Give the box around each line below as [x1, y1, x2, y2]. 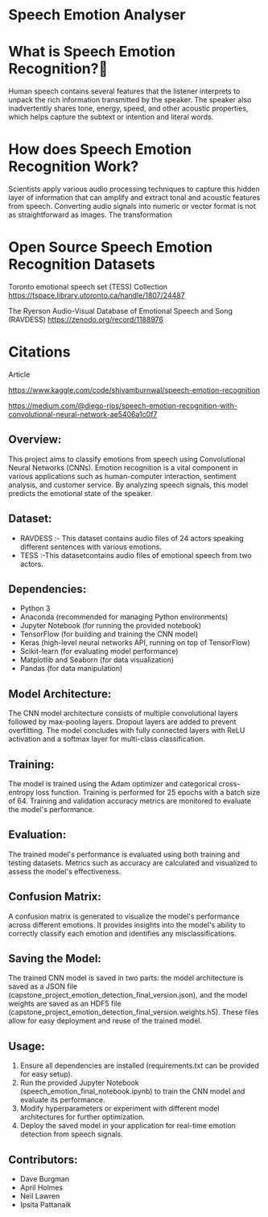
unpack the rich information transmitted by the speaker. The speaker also [8, 95, 252, 105]
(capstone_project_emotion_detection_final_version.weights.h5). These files [8, 1007, 259, 1017]
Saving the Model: [8, 952, 102, 965]
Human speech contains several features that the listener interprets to [8, 86, 241, 96]
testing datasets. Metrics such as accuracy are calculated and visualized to [8, 857, 258, 868]
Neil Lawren [19, 1191, 60, 1201]
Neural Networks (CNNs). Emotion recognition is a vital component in [8, 462, 239, 473]
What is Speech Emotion [8, 43, 175, 61]
